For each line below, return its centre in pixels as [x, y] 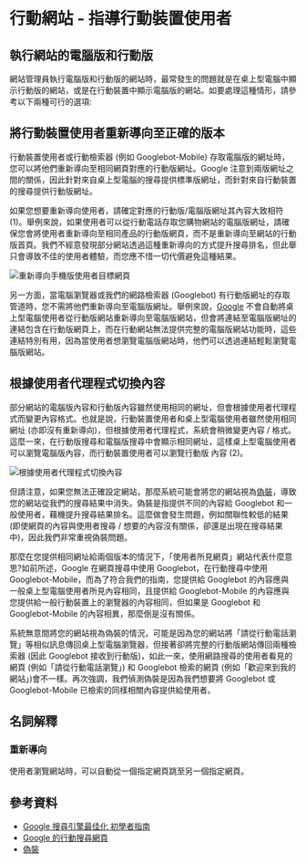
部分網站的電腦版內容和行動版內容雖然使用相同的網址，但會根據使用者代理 [149, 407]
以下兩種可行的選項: [55, 102]
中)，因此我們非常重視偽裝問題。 [71, 537]
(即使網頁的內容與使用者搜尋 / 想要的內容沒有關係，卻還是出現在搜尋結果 [147, 525]
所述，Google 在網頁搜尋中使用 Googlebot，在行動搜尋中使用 [153, 567]
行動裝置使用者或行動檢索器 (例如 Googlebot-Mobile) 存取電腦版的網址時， [149, 157]
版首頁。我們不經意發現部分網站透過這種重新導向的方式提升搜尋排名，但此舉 [153, 244]
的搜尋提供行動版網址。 [53, 191]
